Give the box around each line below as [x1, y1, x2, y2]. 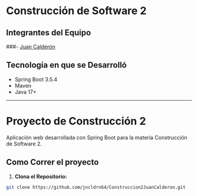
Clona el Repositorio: [14, 172, 67, 180]
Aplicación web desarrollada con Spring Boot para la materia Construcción [6, 134, 187, 141]
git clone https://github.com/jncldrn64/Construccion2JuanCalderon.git [6, 184, 186, 190]
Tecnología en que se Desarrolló [6, 60, 127, 70]
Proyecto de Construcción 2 [6, 115, 146, 128]
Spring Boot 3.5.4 [14, 75, 58, 83]
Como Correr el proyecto [6, 157, 99, 167]
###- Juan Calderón [6, 43, 56, 50]
